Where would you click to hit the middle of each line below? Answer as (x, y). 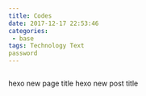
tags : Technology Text (46, 46)
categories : (28, 31)
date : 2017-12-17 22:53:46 (54, 23)
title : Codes (30, 16)
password (23, 53)
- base (23, 38)
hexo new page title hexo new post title (73, 83)
